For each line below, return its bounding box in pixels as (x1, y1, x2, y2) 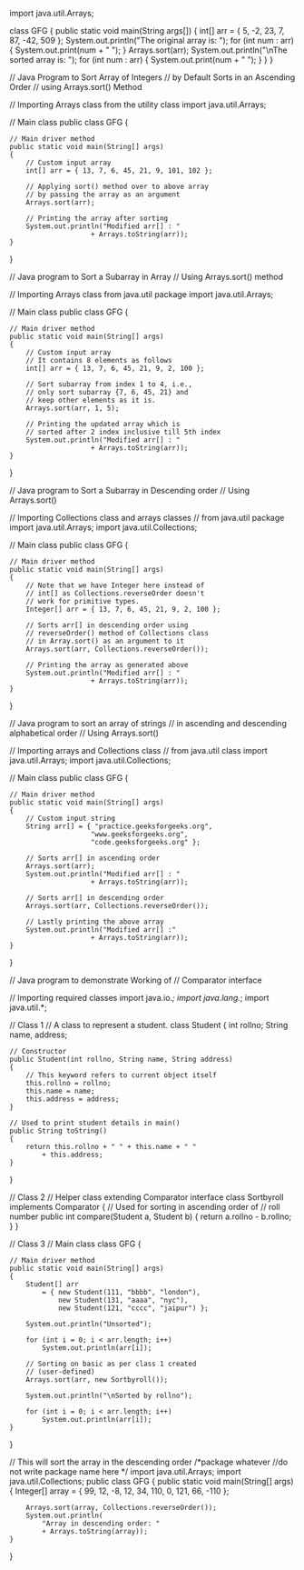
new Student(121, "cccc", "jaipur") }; (57, 1304, 209, 1313)
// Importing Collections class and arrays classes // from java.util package (9, 513, 285, 523)
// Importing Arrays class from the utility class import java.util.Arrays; (9, 99, 267, 110)
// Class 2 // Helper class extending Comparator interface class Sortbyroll (9, 1192, 284, 1203)
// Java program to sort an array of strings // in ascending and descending (9, 718, 288, 728)
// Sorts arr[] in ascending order (25, 854, 161, 863)
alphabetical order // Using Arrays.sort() (9, 727, 159, 738)
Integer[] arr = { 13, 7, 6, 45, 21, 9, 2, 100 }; (25, 605, 221, 614)
